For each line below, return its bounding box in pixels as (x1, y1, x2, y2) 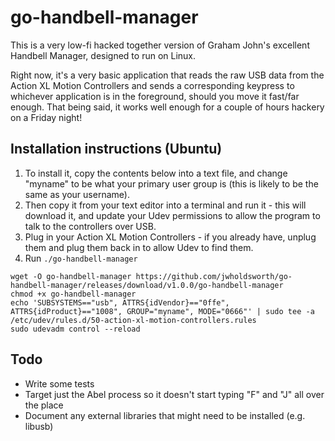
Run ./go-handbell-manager (24, 252, 138, 264)
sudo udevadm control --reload (10, 324, 141, 334)
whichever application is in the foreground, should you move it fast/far (10, 90, 300, 102)
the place (24, 399, 64, 411)
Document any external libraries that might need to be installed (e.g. (24, 409, 306, 421)
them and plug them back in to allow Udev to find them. (24, 241, 254, 253)
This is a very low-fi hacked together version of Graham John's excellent (10, 39, 310, 51)
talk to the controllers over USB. (24, 220, 157, 232)
